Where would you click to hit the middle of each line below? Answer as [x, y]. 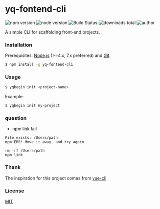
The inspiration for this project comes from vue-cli [56, 178]
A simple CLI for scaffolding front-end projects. [53, 32]
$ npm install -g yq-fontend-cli [39, 65]
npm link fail [24, 129]
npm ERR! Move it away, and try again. [46, 142]
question [16, 118]
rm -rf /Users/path [25, 151]
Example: [14, 97]
